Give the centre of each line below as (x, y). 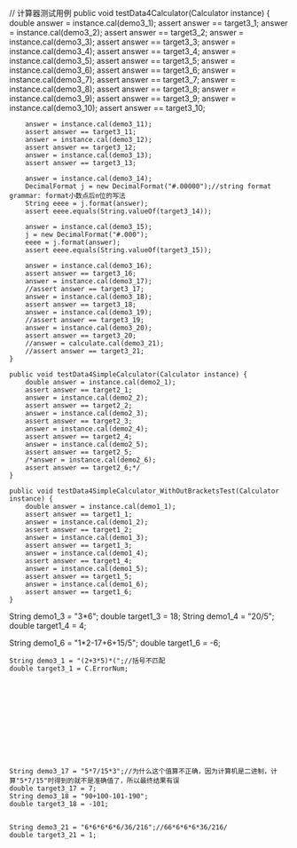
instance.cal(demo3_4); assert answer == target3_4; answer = (123, 51)
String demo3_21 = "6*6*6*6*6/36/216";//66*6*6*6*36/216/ (118, 828)
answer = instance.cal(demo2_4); (87, 429)
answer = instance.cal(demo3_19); (89, 313)
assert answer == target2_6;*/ (83, 468)
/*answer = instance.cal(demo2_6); (91, 460)
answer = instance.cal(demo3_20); (89, 328)
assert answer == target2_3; (79, 421)
